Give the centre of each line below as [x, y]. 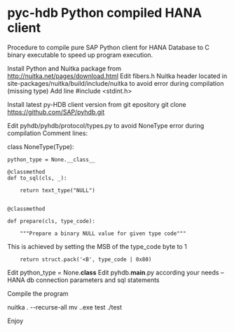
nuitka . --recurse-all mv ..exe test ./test [65, 307]
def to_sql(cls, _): [37, 178]
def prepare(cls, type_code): [51, 221]
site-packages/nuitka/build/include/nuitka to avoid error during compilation [116, 83]
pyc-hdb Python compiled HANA [104, 13]
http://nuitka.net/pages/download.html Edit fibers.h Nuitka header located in [117, 76]
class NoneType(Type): [41, 146]
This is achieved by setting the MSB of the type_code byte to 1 [97, 246]
